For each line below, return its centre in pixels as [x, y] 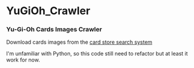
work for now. [23, 60]
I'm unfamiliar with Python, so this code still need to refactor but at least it [97, 54]
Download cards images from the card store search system [79, 42]
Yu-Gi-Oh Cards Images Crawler [54, 30]
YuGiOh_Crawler [48, 11]
